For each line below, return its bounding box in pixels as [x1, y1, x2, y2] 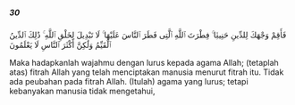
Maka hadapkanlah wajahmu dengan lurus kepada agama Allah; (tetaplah [9, 57, 279, 68]
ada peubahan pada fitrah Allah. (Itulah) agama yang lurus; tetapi [9, 76, 249, 86]
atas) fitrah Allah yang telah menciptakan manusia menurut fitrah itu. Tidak [9, 67, 284, 77]
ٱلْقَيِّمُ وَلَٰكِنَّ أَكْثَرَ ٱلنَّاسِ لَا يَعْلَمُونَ [9, 39, 112, 50]
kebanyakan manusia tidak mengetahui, [9, 85, 156, 96]
